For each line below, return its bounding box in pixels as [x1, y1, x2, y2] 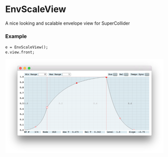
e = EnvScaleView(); [5, 45, 49, 50]
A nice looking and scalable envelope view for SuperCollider [5, 20, 130, 26]
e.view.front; [5, 50, 35, 55]
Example [5, 33, 27, 40]
